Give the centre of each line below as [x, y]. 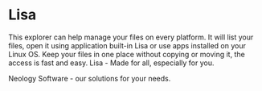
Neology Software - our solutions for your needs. [90, 78]
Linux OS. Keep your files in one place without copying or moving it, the [127, 54]
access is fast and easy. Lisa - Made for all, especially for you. [111, 63]
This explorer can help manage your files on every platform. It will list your [131, 37]
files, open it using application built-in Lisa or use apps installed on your [127, 45]
